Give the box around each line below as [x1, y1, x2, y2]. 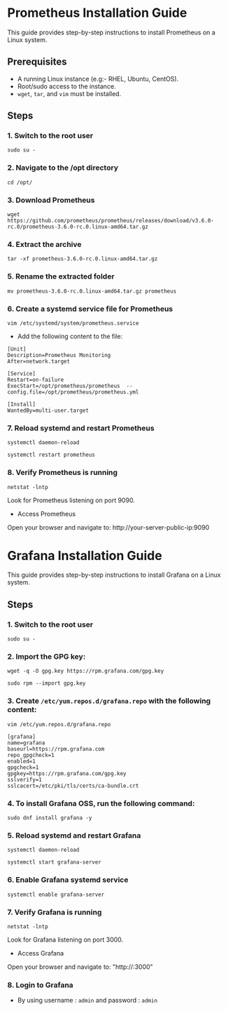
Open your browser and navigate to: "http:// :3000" [7, 963, 154, 971]
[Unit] [7, 345, 27, 352]
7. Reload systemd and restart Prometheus [7, 423, 155, 433]
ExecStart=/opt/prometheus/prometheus [7, 382, 120, 389]
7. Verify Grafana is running [7, 907, 102, 917]
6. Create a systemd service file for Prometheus [7, 304, 173, 314]
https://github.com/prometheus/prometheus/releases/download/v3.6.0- [7, 217, 215, 225]
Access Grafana [17, 949, 64, 957]
